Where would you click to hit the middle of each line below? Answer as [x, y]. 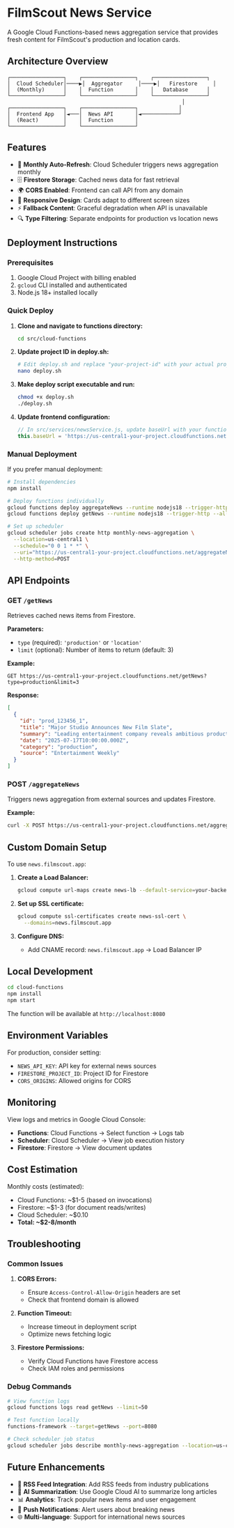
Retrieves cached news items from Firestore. [71, 616]
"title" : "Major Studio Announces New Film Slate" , [96, 727]
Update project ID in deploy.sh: [63, 352]
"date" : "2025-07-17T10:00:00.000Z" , [75, 740]
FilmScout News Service [79, 13]
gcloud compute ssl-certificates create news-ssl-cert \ [102, 916]
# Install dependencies [42, 482]
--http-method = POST [42, 559]
